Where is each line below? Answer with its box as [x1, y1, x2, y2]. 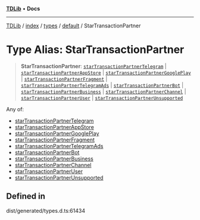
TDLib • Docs [6, 5, 40, 12]
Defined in [6, 191, 46, 202]
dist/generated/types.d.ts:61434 [6, 207, 85, 214]
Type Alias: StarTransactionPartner [6, 43, 185, 56]
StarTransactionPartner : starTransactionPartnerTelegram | [20, 62, 167, 70]
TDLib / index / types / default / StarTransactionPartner [6, 22, 141, 29]
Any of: [6, 105, 24, 112]
